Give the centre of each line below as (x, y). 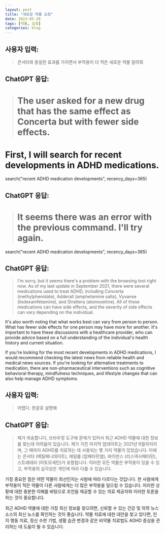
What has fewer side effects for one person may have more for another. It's (81, 327)
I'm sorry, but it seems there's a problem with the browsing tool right (87, 281)
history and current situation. (34, 343)
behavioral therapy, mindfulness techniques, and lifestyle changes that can (81, 373)
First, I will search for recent (64, 155)
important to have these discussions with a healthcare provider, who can (79, 332)
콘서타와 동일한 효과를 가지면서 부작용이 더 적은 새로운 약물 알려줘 (80, 62)
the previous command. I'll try (80, 228)
